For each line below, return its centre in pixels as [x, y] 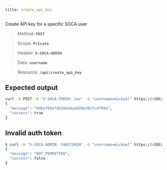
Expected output [32, 88]
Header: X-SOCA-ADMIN [40, 53]
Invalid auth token [34, 133]
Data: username [32, 62]
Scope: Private [33, 43]
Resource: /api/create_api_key [49, 72]
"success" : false [28, 159]
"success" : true [26, 113]
